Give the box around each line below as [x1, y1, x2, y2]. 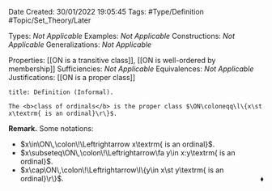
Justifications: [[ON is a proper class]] [8, 73, 136, 82]
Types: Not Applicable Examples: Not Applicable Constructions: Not [8, 32, 236, 40]
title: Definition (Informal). [8, 88, 114, 96]
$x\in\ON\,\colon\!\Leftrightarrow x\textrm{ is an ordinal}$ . [19, 139, 215, 149]
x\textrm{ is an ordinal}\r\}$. [8, 109, 117, 117]
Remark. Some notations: [8, 124, 94, 133]
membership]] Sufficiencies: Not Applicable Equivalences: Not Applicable [8, 64, 254, 74]
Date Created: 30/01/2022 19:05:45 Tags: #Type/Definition [8, 7, 205, 16]
